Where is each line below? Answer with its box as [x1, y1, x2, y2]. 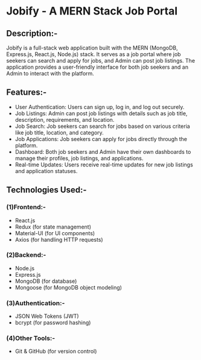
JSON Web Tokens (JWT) [14, 312, 80, 320]
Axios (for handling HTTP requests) [14, 236, 104, 243]
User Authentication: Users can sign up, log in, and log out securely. [14, 103, 185, 110]
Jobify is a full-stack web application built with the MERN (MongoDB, [6, 44, 178, 51]
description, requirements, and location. [14, 116, 115, 123]
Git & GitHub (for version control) [14, 348, 97, 355]
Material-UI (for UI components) [14, 229, 95, 236]
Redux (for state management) [14, 223, 92, 230]
